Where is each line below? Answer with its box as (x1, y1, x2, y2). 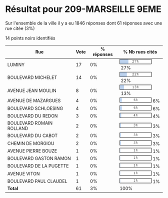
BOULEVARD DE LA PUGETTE (7, 163, 69, 169)
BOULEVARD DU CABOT (7, 132, 58, 138)
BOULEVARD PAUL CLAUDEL (7, 178, 67, 184)
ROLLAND (7, 125, 28, 131)
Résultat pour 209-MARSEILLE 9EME (5, 3, 161, 15)
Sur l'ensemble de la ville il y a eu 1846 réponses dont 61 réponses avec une (5, 20, 162, 26)
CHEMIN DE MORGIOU (7, 140, 54, 146)
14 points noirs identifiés (5, 35, 56, 41)
